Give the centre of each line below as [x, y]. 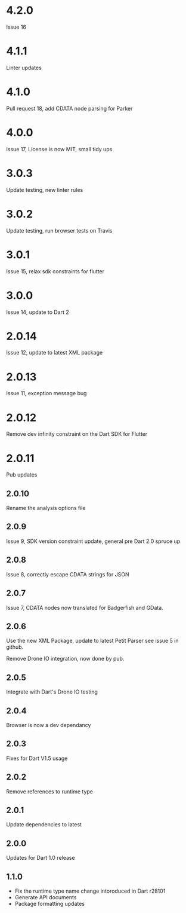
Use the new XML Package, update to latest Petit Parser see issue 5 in [92, 641]
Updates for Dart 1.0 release [41, 858]
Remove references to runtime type [50, 791]
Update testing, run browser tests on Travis [59, 230]
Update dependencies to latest [44, 825]
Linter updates [24, 68]
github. [15, 647]
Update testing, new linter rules [45, 190]
